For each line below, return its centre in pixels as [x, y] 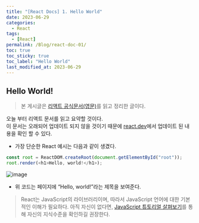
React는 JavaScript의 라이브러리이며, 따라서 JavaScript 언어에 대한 [100, 199]
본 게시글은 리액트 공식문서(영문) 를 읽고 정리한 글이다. [83, 106]
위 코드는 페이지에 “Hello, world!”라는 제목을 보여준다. [78, 186]
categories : [21, 23]
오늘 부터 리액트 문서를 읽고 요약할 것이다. [55, 119]
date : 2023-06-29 [28, 17]
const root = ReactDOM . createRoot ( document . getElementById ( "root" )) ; [94, 158]
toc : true [18, 51]
